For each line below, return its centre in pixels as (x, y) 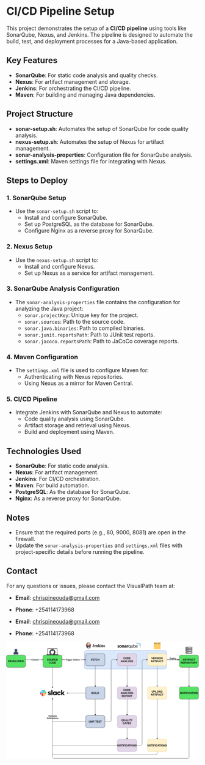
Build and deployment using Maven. (69, 432)
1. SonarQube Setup (36, 198)
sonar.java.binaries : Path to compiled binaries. (85, 328)
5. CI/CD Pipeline (32, 399)
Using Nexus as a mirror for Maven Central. (79, 383)
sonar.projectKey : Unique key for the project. (81, 315)
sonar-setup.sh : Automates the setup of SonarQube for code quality (102, 129)
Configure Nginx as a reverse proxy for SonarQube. (89, 231)
